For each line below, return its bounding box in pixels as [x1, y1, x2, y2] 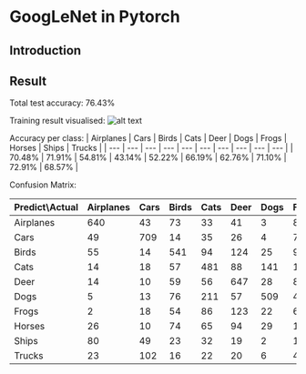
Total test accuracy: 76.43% [9, 97, 116, 108]
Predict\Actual [14, 201, 79, 214]
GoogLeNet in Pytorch [9, 6, 180, 27]
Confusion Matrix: [9, 179, 77, 190]
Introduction [9, 43, 82, 58]
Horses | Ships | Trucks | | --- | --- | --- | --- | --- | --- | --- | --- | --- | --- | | [9, 143, 293, 154]
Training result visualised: [9, 116, 106, 126]
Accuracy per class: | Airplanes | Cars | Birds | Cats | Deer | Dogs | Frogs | [9, 133, 287, 144]
